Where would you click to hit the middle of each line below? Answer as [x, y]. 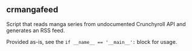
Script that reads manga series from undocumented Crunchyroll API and [96, 24]
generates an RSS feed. [36, 30]
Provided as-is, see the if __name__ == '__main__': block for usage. [92, 42]
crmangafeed [32, 10]
